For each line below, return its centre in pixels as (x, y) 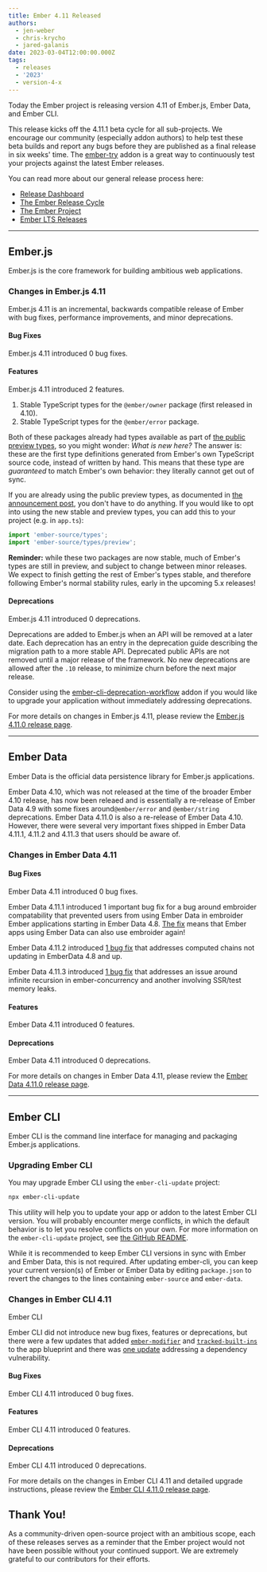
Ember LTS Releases (53, 219)
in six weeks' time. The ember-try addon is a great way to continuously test (132, 154)
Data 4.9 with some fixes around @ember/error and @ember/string (114, 808)
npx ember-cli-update (44, 1197)
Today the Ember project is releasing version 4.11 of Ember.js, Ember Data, (130, 105)
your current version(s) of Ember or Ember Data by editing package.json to (130, 1270)
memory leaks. (33, 988)
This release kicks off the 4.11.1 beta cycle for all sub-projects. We (115, 129)
